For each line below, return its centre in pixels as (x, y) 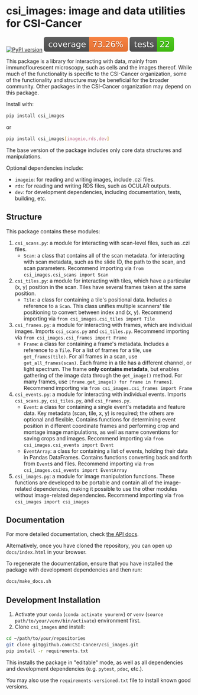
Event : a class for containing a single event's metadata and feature (104, 407)
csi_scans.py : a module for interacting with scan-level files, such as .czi (102, 243)
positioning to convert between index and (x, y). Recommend (98, 312)
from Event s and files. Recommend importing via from (89, 464)
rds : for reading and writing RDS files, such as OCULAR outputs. (93, 186)
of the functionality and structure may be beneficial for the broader (88, 80)
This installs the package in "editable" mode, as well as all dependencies (95, 662)
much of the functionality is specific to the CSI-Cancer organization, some (97, 74)
